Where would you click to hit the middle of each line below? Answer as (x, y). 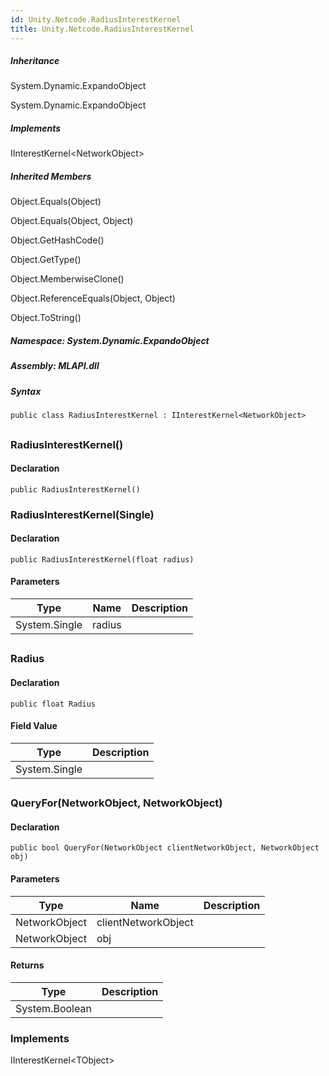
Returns (27, 965)
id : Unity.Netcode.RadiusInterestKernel (96, 19)
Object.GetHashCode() (57, 240)
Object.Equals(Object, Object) (72, 221)
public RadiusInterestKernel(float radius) (102, 559)
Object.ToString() (46, 318)
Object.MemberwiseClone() (67, 279)
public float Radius (53, 704)
